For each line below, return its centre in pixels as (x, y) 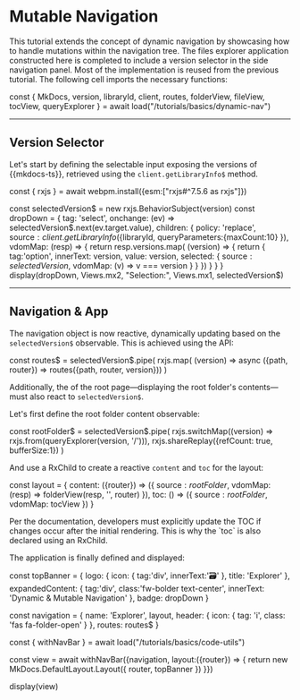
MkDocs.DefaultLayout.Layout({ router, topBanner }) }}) (111, 669)
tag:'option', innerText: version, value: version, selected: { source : (131, 256)
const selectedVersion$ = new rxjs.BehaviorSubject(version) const (132, 209)
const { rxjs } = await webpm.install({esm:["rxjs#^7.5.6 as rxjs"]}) (128, 191)
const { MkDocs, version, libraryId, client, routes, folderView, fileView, (137, 97)
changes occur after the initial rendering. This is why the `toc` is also (135, 531)
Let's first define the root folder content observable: (105, 414)
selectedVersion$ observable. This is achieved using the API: (121, 343)
